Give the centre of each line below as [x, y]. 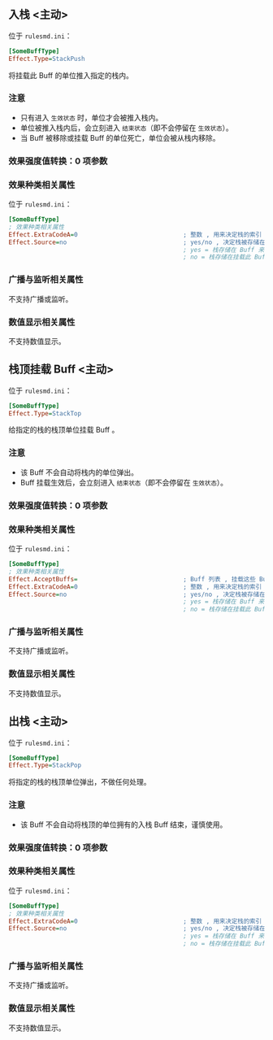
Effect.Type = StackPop [45, 766]
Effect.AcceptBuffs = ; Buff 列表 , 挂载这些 [132, 579]
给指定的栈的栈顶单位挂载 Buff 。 [64, 430]
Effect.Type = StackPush [47, 59]
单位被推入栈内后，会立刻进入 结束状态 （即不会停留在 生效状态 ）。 [126, 128]
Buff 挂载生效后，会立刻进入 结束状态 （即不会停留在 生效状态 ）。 [124, 482]
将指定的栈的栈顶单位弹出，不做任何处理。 [80, 782]
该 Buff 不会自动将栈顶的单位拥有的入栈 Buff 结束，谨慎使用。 [123, 825]
